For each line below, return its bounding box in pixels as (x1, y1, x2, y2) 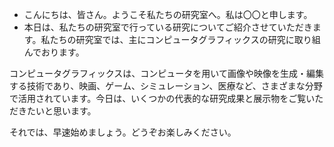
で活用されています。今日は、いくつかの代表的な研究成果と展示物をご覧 (9, 93, 307, 104)
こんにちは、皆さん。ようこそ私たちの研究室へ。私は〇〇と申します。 (23, 9, 313, 20)
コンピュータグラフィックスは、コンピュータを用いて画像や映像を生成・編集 (9, 68, 324, 79)
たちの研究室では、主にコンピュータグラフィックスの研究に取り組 (49, 34, 321, 45)
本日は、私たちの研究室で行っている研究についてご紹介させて (23, 21, 278, 33)
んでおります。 (23, 46, 85, 58)
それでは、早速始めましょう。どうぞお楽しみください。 (9, 126, 237, 138)
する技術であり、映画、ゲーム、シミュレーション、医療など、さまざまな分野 (9, 80, 323, 92)
